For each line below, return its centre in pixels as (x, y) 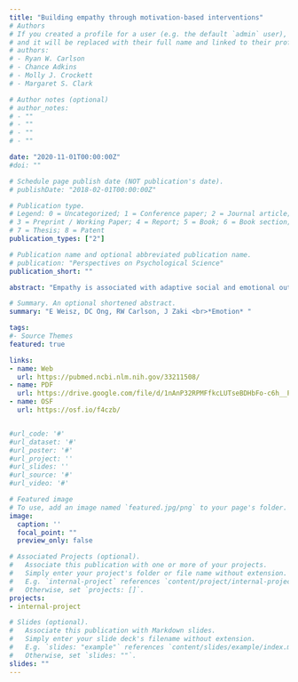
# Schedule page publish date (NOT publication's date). (117, 181)
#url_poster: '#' (41, 450)
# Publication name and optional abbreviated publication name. (130, 254)
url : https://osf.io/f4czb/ (69, 410)
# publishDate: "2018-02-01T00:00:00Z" (83, 189)
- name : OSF (31, 402)
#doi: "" (25, 165)
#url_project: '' (41, 459)
